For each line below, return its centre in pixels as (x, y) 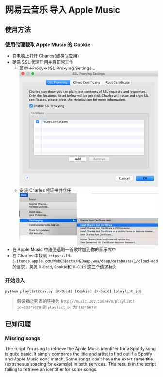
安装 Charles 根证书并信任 (45, 190)
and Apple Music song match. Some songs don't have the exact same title (79, 359)
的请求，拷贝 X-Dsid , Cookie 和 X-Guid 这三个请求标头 (65, 266)
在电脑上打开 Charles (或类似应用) (45, 56)
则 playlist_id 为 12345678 (69, 307)
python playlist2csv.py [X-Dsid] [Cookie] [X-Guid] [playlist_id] (73, 291)
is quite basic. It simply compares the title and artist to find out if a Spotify (79, 354)
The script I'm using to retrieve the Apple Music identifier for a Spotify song (81, 348)
